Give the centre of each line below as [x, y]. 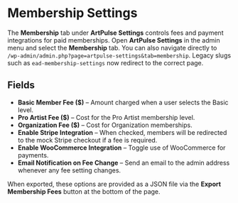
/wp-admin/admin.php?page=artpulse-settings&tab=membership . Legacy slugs [119, 55]
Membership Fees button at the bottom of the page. [84, 191]
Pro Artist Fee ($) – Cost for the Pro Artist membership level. [106, 117]
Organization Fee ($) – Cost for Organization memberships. [105, 125]
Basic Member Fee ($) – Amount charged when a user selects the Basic [123, 102]
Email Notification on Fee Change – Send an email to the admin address [124, 163]
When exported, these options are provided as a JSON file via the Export [114, 184]
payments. [33, 155]
